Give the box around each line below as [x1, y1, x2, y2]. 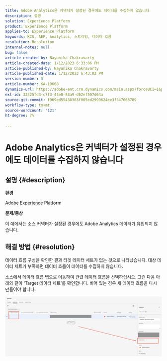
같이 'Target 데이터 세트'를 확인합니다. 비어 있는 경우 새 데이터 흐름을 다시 [14, 280, 158, 286]
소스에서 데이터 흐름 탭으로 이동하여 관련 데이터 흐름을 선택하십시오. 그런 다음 [5, 274, 155, 280]
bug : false [5, 50, 28, 55]
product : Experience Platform [5, 24, 68, 29]
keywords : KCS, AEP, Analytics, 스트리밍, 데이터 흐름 [5, 34, 112, 39]
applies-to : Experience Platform [5, 29, 75, 34]
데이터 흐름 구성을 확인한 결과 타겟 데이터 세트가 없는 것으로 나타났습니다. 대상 [5, 257, 157, 263]
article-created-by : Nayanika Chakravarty [5, 55, 94, 60]
